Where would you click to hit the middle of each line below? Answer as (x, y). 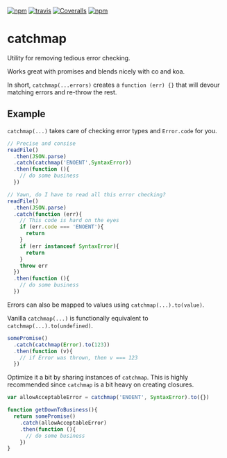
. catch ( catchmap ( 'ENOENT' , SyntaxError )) (73, 163)
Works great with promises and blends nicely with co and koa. (96, 71)
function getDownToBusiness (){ (52, 410)
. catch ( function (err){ (48, 214)
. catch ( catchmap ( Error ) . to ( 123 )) (62, 345)
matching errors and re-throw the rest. (62, 92)
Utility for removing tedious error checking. (69, 58)
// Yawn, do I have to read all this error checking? (87, 194)
